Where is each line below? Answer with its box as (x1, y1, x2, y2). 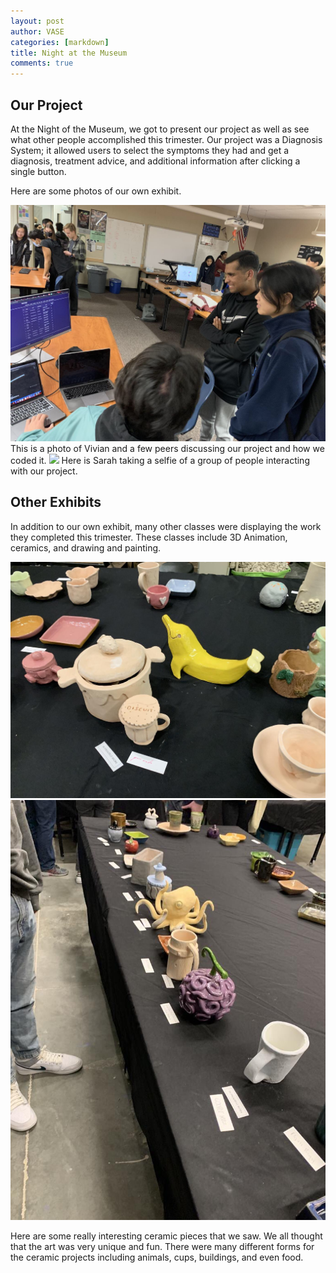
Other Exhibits (10, 494, 102, 511)
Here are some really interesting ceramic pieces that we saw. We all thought (10, 1230, 323, 1242)
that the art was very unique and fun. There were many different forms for (10, 1241, 315, 1253)
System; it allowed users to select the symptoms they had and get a (10, 144, 290, 156)
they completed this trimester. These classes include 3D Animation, (10, 531, 288, 543)
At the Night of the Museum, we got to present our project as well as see (10, 123, 310, 135)
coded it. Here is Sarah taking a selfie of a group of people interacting (10, 454, 310, 466)
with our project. (10, 465, 78, 477)
